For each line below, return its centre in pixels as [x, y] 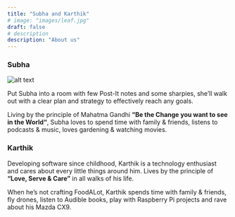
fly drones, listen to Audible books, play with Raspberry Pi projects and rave [117, 199]
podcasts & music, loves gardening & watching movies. [87, 130]
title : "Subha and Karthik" [49, 14]
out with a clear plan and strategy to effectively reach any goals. [100, 101]
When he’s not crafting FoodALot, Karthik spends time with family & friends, [117, 192]
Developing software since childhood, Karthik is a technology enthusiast [112, 163]
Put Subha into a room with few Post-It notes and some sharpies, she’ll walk [117, 94]
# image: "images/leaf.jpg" [49, 20]
